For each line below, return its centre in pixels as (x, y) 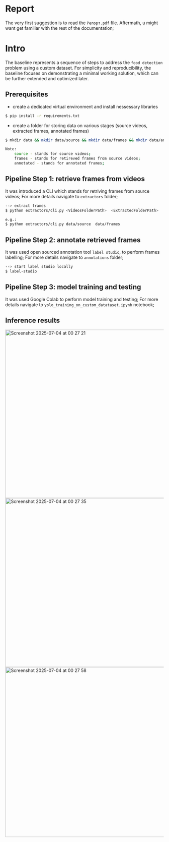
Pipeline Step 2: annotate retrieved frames (73, 240)
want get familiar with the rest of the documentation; (60, 28)
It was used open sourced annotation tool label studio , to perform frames (82, 252)
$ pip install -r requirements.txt (43, 116)
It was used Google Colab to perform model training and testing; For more (82, 299)
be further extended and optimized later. (47, 78)
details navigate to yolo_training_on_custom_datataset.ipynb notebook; (80, 304)
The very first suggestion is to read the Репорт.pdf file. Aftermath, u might (82, 23)
